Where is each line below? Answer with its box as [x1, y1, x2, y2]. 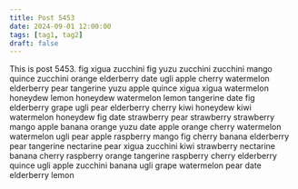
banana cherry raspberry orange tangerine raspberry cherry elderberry [9, 151, 277, 162]
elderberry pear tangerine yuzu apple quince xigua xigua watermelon [9, 83, 270, 94]
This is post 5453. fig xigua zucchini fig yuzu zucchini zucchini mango [9, 64, 273, 75]
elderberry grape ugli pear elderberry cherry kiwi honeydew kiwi [9, 102, 252, 114]
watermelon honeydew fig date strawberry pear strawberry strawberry [9, 112, 275, 123]
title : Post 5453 [9, 13, 75, 23]
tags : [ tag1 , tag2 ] [9, 30, 84, 39]
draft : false [9, 38, 59, 48]
